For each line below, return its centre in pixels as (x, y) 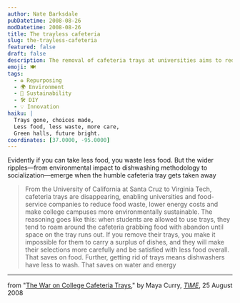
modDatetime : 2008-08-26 (44, 27)
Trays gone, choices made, (54, 120)
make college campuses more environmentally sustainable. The (119, 212)
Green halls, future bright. (57, 133)
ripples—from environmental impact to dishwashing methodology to (107, 168)
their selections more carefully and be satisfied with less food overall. (127, 250)
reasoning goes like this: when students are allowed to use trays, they (127, 220)
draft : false (27, 54)
